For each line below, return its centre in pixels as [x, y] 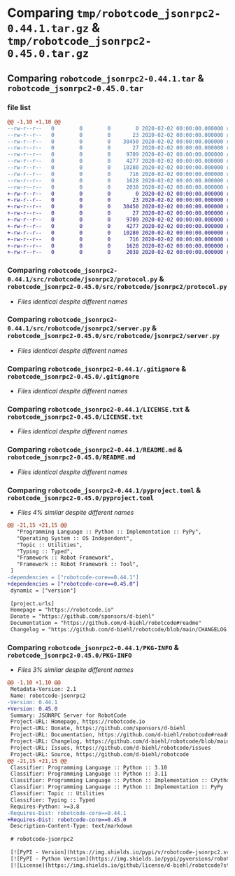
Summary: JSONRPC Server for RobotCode [69, 715]
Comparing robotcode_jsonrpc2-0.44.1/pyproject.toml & [104, 490]
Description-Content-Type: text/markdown [71, 826]
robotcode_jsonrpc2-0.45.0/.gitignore [73, 376]
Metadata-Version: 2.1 [43, 689]
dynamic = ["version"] [43, 591]
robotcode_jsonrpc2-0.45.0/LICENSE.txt [75, 417]
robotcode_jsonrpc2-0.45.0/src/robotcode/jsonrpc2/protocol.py [117, 287]
